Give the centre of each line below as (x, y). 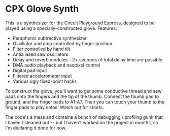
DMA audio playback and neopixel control (56, 65)
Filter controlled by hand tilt (41, 49)
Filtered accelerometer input (42, 76)
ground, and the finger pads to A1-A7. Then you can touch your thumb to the (85, 101)
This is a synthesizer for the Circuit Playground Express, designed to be (80, 23)
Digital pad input (30, 70)
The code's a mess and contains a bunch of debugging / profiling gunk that (84, 117)
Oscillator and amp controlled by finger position (62, 43)
